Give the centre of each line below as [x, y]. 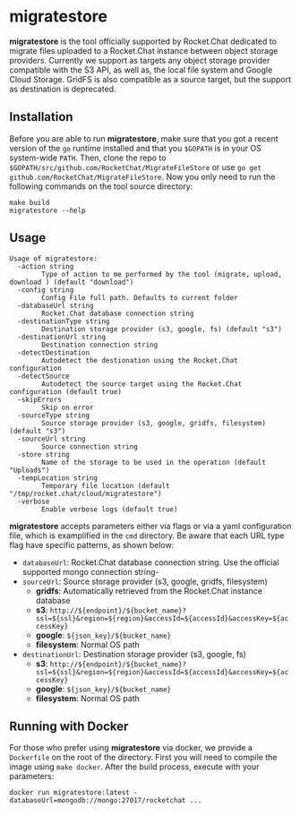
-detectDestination [54, 352]
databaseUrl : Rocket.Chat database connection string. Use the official [150, 562]
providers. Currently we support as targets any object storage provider [140, 60]
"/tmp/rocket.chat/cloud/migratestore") [86, 493]
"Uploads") [30, 470]
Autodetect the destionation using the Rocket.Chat [140, 360]
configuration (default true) [66, 391]
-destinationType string [64, 321]
